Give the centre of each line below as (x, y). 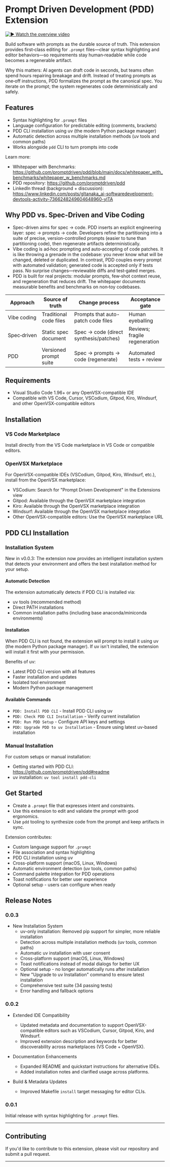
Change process (99, 302)
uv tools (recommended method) (47, 602)
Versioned (54, 350)
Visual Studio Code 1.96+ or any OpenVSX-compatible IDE (73, 393)
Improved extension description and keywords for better (79, 1041)
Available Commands (28, 699)
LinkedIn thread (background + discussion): (58, 188)
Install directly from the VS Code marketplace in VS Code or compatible (80, 445)
